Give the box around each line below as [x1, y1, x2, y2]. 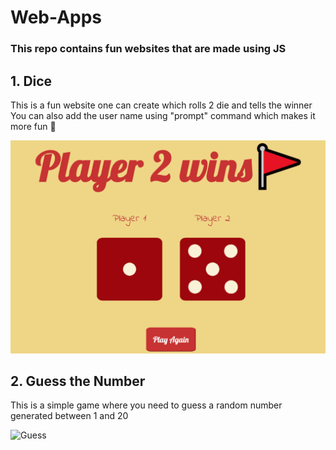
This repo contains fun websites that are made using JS [10, 42, 287, 56]
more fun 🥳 [10, 120, 57, 132]
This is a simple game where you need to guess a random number [10, 399, 283, 411]
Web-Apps [10, 6, 103, 29]
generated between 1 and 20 [10, 410, 129, 422]
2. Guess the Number [10, 372, 146, 390]
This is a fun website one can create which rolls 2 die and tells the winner [10, 99, 313, 111]
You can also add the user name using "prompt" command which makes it [10, 109, 316, 121]
